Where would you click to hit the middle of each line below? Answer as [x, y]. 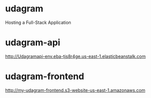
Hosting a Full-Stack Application [38, 22]
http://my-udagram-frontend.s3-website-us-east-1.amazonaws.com [75, 90]
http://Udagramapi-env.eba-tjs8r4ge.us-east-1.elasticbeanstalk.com [75, 56]
